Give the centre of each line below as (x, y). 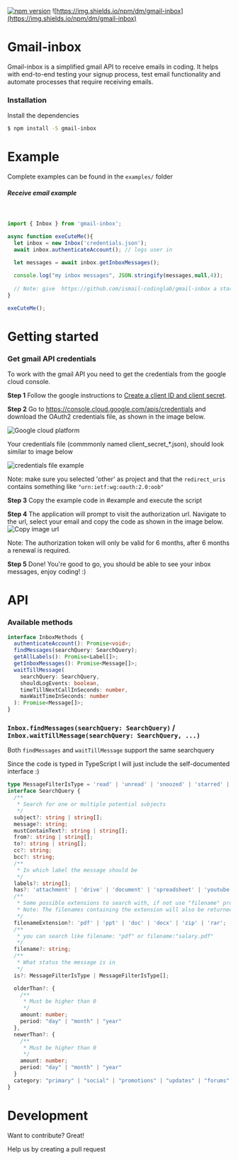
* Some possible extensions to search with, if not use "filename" (118, 903)
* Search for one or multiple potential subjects (91, 804)
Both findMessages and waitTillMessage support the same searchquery (111, 750)
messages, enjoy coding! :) (47, 572)
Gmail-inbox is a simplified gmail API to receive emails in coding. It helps (113, 67)
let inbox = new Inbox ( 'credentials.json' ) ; (80, 243)
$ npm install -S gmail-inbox (52, 129)
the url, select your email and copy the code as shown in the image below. (115, 522)
